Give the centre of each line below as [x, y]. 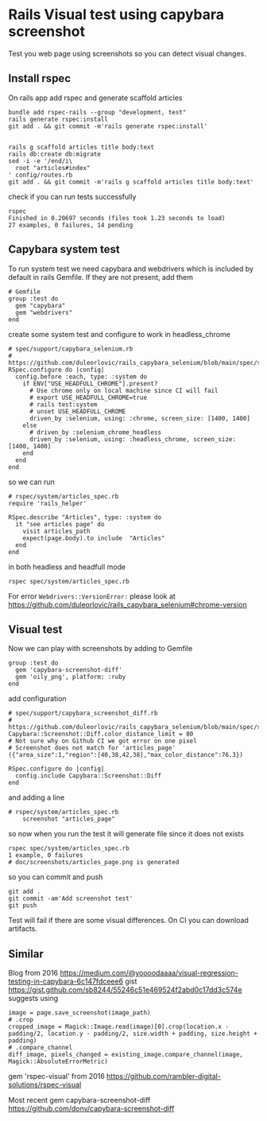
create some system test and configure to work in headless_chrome [119, 334]
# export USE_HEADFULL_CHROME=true [88, 398]
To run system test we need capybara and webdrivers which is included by [131, 269]
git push [23, 906]
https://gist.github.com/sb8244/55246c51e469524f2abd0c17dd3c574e [125, 990]
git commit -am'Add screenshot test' [71, 899]
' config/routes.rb [41, 175]
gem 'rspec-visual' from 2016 [56, 1076]
